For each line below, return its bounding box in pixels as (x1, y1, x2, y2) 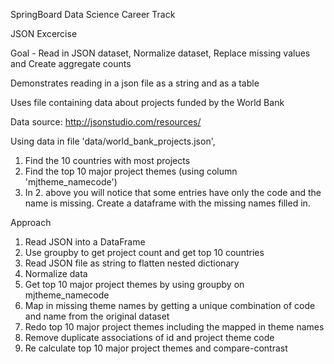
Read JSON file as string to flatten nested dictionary (24, 257, 240, 269)
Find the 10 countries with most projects (24, 155, 191, 166)
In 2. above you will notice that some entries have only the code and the (24, 187, 322, 198)
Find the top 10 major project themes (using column (24, 165, 238, 177)
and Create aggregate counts (10, 58, 132, 69)
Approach (10, 217, 52, 228)
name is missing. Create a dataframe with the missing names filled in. (24, 197, 311, 209)
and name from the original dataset (24, 310, 170, 322)
